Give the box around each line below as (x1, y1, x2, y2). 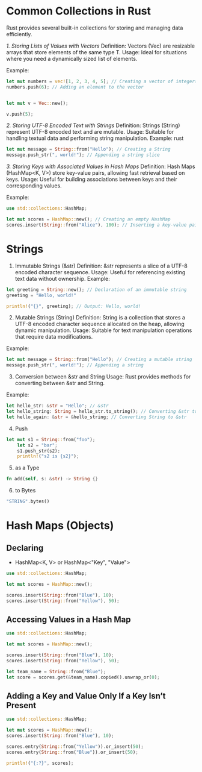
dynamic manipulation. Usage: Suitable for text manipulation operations (14, 327, 192, 334)
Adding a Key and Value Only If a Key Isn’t (6, 691, 166, 701)
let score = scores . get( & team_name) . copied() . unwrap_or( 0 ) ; (6, 674, 161, 680)
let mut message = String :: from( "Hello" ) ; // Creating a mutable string (6, 357, 192, 363)
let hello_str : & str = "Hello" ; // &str (6, 403, 109, 409)
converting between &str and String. (14, 380, 105, 387)
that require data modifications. (14, 333, 93, 340)
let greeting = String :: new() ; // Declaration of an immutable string (6, 286, 187, 293)
